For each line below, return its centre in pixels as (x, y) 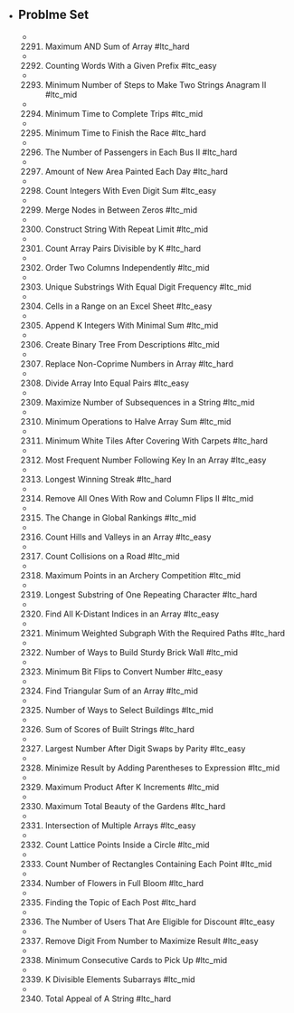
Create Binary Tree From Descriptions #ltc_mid (132, 344)
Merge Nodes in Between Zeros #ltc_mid (121, 210)
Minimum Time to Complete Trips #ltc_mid (124, 113)
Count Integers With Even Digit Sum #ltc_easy (131, 190)
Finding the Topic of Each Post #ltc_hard (120, 902)
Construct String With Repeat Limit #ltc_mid (127, 229)
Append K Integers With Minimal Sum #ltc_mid (132, 325)
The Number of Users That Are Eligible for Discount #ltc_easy (160, 922)
